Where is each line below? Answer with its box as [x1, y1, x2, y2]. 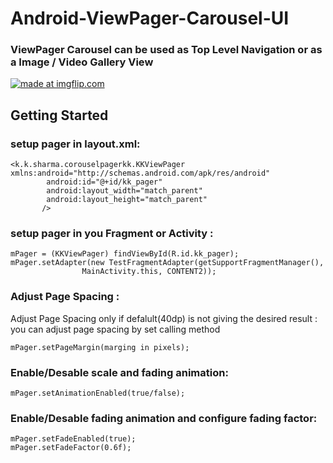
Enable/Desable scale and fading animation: [10, 365, 229, 379]
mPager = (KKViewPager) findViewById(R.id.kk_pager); [10, 249, 240, 259]
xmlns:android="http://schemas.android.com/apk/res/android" [10, 168, 271, 179]
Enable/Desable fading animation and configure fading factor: [10, 411, 318, 425]
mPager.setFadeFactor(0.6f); [10, 443, 132, 453]
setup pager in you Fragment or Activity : [10, 227, 214, 241]
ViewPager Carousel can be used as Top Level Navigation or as [10, 43, 323, 57]
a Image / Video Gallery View [10, 55, 154, 69]
